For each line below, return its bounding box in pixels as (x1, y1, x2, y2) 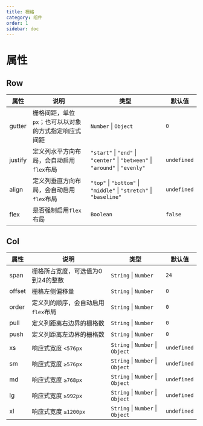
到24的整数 (31, 276, 65, 285)
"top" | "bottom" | (90, 179, 140, 187)
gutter (9, 122, 27, 131)
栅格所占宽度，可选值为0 (31, 267, 103, 276)
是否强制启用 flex (32, 206, 82, 215)
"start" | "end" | (90, 149, 137, 157)
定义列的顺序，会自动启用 (31, 299, 105, 307)
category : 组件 (6, 15, 43, 21)
